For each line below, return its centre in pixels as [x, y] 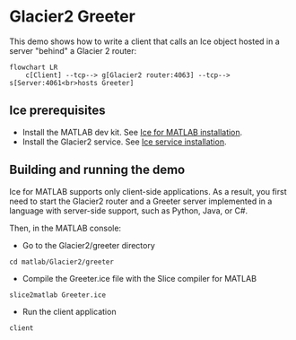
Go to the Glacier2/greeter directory [88, 245]
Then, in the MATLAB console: [65, 228]
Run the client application [69, 311]
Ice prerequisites [57, 111]
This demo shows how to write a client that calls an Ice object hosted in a [144, 41]
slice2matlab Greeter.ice [57, 295]
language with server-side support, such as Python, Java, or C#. [129, 210]
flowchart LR [34, 67]
